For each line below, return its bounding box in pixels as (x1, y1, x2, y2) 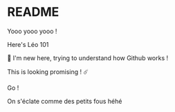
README (7, 4, 59, 20)
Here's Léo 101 (7, 40, 49, 48)
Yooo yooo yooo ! (7, 27, 57, 35)
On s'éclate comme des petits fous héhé (7, 97, 122, 105)
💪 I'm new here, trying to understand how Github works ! (7, 53, 169, 62)
